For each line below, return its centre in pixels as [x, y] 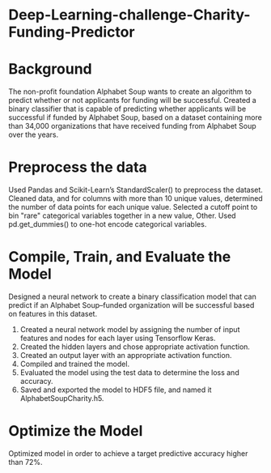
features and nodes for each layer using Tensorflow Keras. [118, 338]
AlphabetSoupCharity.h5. [62, 398]
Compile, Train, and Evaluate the [120, 257]
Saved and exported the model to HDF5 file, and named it [116, 390]
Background [50, 69]
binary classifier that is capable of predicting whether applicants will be [127, 109]
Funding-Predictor [72, 32]
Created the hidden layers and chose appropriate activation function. [135, 347]
